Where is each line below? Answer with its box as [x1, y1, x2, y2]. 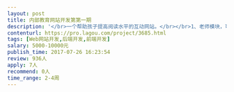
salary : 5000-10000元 [7, 42, 69, 49]
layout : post [7, 10, 45, 17]
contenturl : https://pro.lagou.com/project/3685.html [7, 29, 167, 37]
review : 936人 [7, 55, 47, 62]
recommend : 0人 [7, 68, 50, 75]
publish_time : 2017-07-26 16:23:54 [7, 49, 111, 56]
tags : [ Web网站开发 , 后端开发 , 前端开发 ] [7, 36, 110, 43]
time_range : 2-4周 [7, 74, 60, 82]
